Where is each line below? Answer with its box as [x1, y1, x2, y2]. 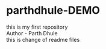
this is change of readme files [6, 36, 80, 43]
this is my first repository [6, 23, 68, 30]
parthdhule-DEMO [6, 4, 101, 17]
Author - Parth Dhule [6, 29, 58, 36]
